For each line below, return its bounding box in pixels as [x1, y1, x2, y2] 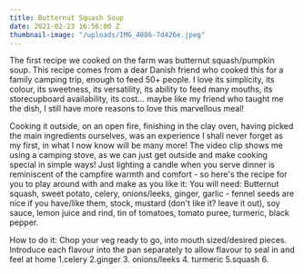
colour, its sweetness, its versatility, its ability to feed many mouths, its [9, 83, 273, 95]
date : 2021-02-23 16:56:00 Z [9, 22, 120, 31]
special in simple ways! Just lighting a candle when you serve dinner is [9, 160, 276, 171]
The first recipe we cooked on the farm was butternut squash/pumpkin [9, 55, 275, 66]
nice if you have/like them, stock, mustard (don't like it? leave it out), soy [9, 198, 280, 209]
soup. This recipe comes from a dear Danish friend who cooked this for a [9, 64, 284, 75]
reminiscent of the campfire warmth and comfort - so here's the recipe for [9, 169, 288, 180]
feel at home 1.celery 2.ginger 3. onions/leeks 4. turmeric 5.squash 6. [9, 254, 269, 265]
